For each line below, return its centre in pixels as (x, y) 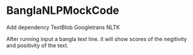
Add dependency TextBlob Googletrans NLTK (63, 27)
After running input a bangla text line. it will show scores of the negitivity (96, 39)
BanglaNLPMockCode (63, 11)
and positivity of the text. (37, 45)
